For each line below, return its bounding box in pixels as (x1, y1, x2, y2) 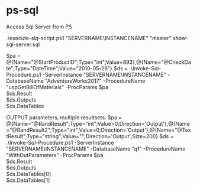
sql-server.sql (6, 41, 40, 48)
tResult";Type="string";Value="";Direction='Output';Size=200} (6, 132, 159, 139)
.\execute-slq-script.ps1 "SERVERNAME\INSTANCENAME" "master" (6, 34, 172, 41)
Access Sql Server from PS (6, 23, 72, 30)
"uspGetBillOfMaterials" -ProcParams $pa (6, 83, 109, 90)
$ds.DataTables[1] (6, 177, 50, 184)
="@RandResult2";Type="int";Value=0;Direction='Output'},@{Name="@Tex (6, 126, 191, 133)
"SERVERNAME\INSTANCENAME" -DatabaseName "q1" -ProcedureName (6, 145, 186, 152)
